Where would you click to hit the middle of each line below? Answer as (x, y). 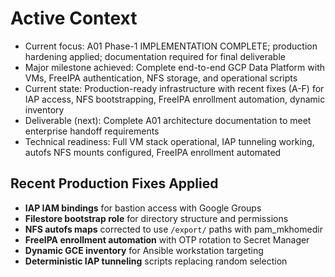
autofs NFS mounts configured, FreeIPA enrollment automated (153, 152)
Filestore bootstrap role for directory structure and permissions (156, 218)
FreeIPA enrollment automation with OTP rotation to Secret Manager (167, 239)
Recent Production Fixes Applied (114, 183)
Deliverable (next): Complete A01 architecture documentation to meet (168, 120)
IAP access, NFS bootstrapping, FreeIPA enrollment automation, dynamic (175, 99)
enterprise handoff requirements (92, 131)
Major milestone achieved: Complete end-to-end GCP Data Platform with (174, 67)
